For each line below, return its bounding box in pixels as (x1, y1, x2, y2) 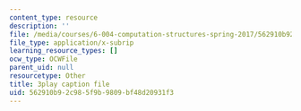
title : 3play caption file (9, 80, 110, 89)
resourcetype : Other (9, 72, 87, 81)
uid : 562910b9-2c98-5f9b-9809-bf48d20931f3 (9, 88, 175, 97)
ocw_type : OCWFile (9, 55, 78, 64)
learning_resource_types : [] (9, 47, 118, 55)
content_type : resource (9, 13, 99, 22)
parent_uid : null (9, 64, 74, 73)
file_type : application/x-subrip (9, 38, 134, 47)
